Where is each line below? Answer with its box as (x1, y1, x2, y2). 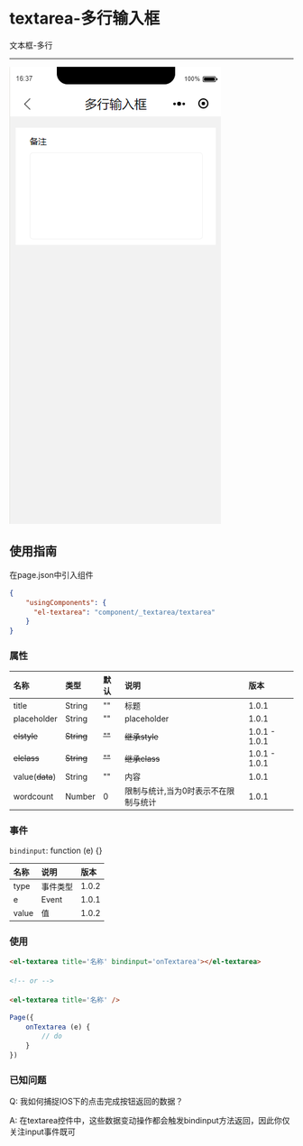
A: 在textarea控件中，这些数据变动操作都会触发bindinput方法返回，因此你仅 (9, 1115, 290, 1126)
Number (65, 791, 96, 802)
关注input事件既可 (9, 1126, 77, 1137)
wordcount (13, 791, 54, 802)
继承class (124, 753, 161, 764)
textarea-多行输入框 (9, 8, 161, 29)
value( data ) (13, 771, 57, 782)
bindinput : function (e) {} (9, 845, 103, 857)
